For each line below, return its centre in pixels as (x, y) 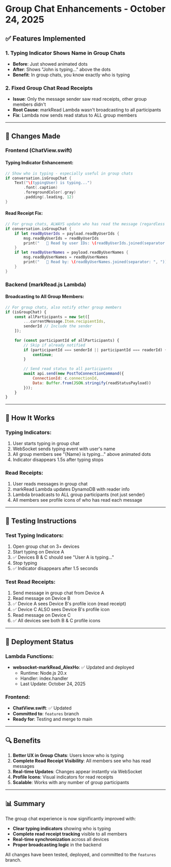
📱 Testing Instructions (41, 521)
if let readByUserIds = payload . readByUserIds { (67, 234)
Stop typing (25, 563)
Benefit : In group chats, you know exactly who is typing (71, 75)
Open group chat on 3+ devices (46, 546)
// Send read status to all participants (68, 369)
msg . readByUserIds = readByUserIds (61, 238)
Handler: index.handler (44, 678)
